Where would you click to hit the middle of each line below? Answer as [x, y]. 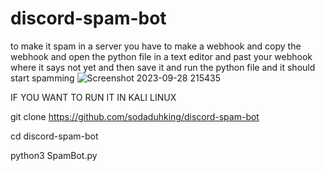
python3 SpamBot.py [54, 155]
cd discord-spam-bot [54, 136]
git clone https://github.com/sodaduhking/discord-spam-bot [135, 116]
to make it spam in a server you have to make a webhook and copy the [156, 46]
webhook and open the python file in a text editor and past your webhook [161, 56]
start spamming [42, 78]
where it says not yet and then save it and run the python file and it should [163, 67]
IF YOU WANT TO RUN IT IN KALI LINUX [93, 97]
